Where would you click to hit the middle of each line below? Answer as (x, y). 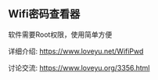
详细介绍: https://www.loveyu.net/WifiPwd (76, 51)
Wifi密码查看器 (44, 14)
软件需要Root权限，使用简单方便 (60, 35)
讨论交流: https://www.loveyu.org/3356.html (79, 67)
